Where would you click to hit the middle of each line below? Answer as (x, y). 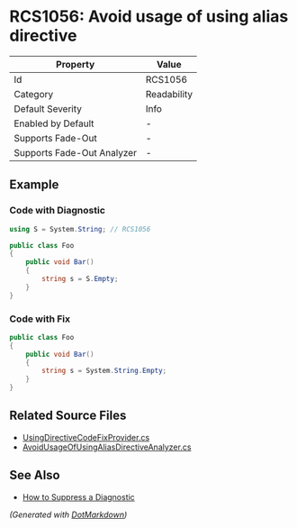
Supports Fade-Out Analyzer (76, 152)
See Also (35, 475)
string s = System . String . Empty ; (104, 371)
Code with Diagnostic (58, 211)
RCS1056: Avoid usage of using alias (149, 17)
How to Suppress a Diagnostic (78, 496)
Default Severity (48, 108)
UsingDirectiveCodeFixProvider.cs (86, 437)
